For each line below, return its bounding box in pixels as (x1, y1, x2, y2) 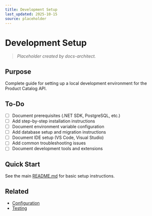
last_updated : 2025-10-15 (5, 12, 57, 17)
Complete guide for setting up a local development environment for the (5, 80, 147, 86)
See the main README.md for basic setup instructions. (5, 173, 115, 179)
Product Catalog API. (5, 86, 47, 92)
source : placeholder (5, 16, 47, 21)
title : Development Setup (5, 7, 57, 12)
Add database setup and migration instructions (12, 129, 106, 135)
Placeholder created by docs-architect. (17, 53, 96, 59)
